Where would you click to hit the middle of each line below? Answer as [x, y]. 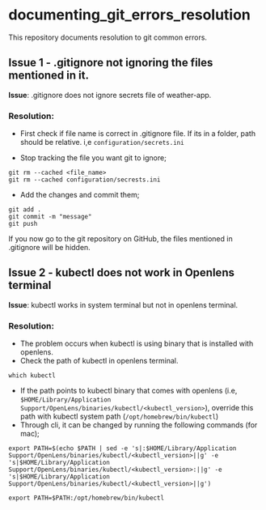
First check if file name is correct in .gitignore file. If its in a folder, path [138, 134]
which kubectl [32, 376]
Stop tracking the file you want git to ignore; [93, 158]
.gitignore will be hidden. [49, 248]
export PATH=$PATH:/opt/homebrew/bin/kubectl [86, 498]
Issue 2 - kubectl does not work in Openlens [121, 273]
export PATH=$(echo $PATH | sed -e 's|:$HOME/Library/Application [122, 448]
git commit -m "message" [50, 217]
